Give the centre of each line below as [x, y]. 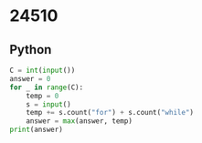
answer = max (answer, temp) [79, 121]
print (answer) [37, 130]
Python [31, 50]
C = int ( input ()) [43, 70]
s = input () [48, 104]
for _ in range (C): [47, 87]
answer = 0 [30, 78]
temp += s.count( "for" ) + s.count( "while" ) [110, 113]
